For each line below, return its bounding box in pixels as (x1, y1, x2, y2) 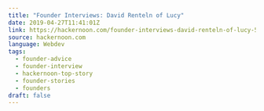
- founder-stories (15, 77, 76, 84)
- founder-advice (15, 55, 72, 63)
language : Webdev (8, 41, 65, 48)
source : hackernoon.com (8, 33, 86, 41)
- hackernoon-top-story (15, 70, 93, 77)
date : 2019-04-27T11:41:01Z (8, 19, 101, 27)
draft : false (8, 91, 51, 99)
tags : (8, 48, 26, 55)
